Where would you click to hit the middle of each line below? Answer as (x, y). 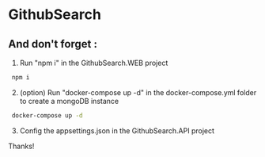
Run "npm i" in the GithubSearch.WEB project (94, 63)
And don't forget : (53, 44)
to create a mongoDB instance (69, 101)
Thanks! (21, 146)
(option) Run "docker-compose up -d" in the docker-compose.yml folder (138, 92)
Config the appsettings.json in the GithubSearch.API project (117, 130)
